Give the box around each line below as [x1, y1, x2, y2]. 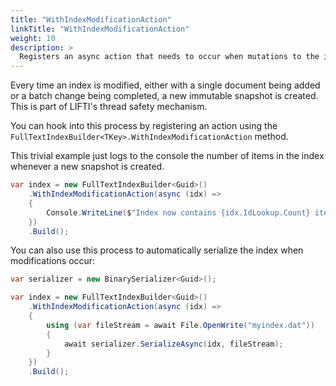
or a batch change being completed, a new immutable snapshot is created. [10, 90, 319, 102]
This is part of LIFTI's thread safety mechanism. [10, 101, 208, 113]
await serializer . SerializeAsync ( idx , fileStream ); [63, 339, 284, 349]
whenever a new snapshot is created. [10, 161, 165, 173]
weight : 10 [10, 33, 56, 43]
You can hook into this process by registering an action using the [10, 120, 278, 132]
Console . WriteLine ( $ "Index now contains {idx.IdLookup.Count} [46, 207, 311, 218]
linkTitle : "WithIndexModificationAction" [10, 24, 190, 34]
